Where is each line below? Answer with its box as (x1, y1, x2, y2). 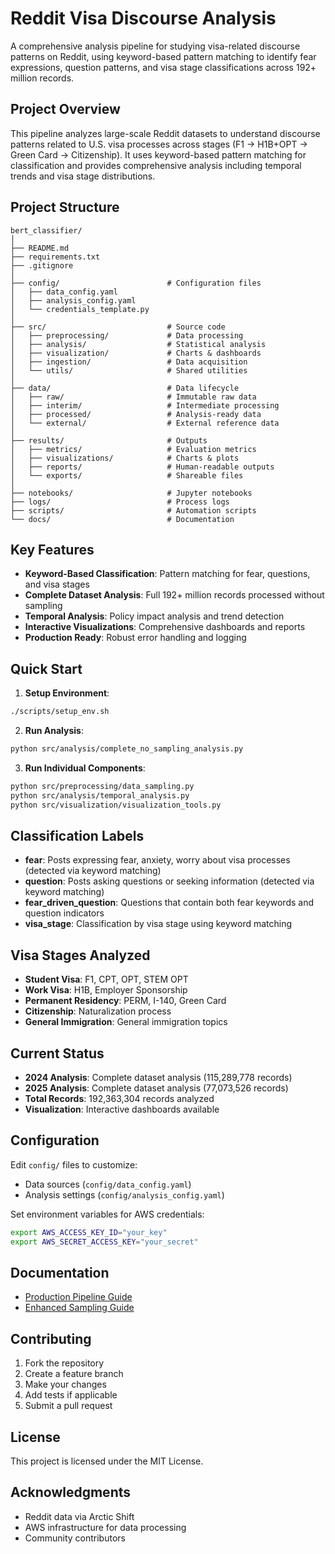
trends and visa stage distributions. (10, 170, 156, 182)
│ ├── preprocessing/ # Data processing (10, 330, 244, 341)
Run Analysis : (24, 725, 84, 737)
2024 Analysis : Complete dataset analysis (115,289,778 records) (24, 1072, 293, 1083)
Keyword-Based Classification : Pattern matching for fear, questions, (24, 568, 311, 580)
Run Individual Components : (24, 762, 146, 774)
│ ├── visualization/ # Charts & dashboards (10, 348, 262, 358)
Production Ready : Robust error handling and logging (24, 632, 247, 644)
